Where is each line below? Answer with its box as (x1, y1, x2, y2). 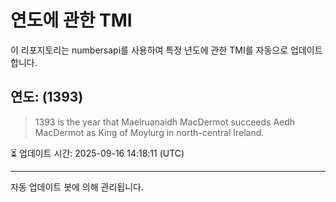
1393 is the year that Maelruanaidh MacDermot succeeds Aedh (34, 116, 296, 128)
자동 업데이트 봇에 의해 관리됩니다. (10, 181, 144, 193)
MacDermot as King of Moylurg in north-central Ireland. (34, 126, 265, 138)
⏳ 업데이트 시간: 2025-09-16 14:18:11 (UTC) (10, 147, 185, 159)
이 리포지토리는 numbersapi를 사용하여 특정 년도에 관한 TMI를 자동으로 (10, 44, 289, 56)
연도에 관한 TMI (10, 9, 133, 32)
